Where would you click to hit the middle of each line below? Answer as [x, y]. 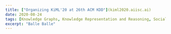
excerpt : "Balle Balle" [31, 24]
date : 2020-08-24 [24, 14]
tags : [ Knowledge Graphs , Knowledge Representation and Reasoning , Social [86, 19]
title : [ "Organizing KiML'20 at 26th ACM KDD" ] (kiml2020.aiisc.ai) [78, 10]
